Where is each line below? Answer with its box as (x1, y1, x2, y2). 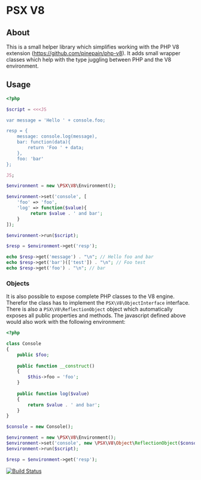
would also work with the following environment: (6, 318, 126, 326)
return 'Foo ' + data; (28, 145, 84, 151)
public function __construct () (17, 363, 95, 369)
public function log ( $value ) (17, 390, 90, 397)
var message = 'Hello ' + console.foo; (6, 117, 106, 123)
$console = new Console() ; (6, 424, 74, 430)
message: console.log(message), (17, 133, 98, 139)
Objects (6, 279, 30, 287)
